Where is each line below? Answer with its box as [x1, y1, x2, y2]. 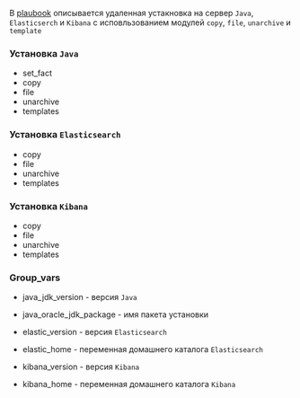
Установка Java [9, 47, 79, 59]
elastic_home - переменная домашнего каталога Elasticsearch [22, 344, 263, 355]
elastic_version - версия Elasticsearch [22, 327, 168, 338]
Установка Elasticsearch [9, 128, 121, 141]
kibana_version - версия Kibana [22, 361, 140, 372]
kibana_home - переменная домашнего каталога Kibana [22, 379, 236, 390]
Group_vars [9, 271, 61, 284]
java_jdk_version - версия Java [22, 292, 137, 303]
